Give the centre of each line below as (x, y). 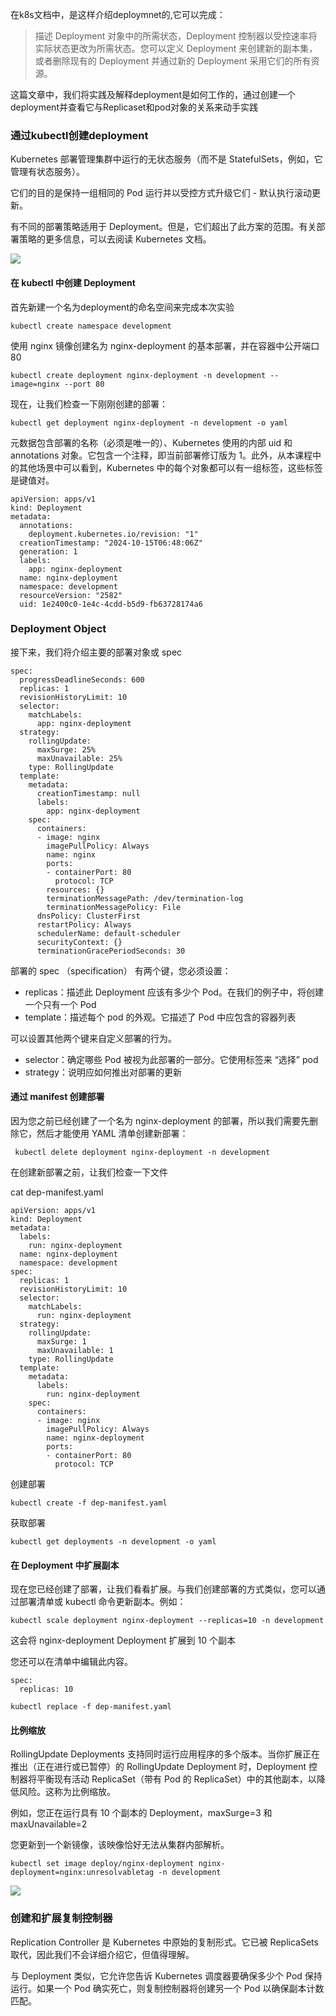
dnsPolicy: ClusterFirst (88, 916)
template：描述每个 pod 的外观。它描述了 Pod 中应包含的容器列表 (160, 1017)
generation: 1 (48, 551)
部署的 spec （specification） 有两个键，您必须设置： (121, 970)
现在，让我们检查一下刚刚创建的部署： (89, 404)
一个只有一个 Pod (60, 1004)
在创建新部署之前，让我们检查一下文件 (89, 1172)
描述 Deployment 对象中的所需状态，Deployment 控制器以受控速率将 (176, 36)
